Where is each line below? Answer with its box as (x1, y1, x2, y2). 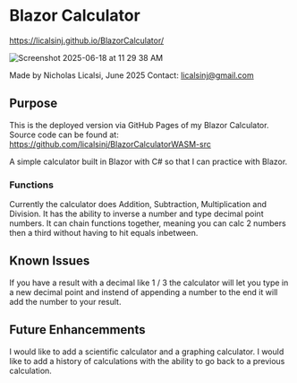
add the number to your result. (9, 296, 122, 307)
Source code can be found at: (9, 129, 119, 140)
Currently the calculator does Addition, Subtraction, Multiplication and (9, 199, 267, 210)
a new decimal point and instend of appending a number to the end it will (9, 286, 278, 297)
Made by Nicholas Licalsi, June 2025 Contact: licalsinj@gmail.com (9, 69, 254, 81)
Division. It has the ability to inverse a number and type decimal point (9, 208, 264, 220)
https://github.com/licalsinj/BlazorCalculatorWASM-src (9, 138, 212, 149)
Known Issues (9, 253, 90, 269)
